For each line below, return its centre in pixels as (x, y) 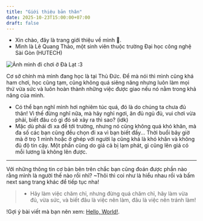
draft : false (23, 23)
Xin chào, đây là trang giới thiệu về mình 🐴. (68, 40)
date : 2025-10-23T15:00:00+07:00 (48, 17)
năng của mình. (26, 95)
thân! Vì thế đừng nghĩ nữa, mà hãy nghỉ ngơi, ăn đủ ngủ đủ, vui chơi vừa (105, 114)
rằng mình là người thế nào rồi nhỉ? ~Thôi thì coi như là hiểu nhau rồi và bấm (101, 176)
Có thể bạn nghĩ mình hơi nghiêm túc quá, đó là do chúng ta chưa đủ (100, 107)
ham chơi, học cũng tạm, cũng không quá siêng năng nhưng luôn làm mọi (98, 82)
